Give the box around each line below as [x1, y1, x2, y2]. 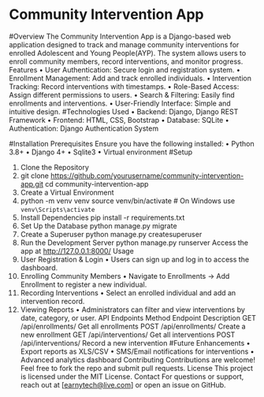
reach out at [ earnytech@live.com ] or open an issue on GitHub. [20, 380, 227, 389]
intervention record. [20, 296, 85, 306]
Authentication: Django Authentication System [9, 124, 159, 133]
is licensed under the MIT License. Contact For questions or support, [20, 372, 244, 381]
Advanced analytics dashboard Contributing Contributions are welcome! [20, 354, 255, 364]
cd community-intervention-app [45, 179, 149, 188]
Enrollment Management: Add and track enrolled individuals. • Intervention [9, 73, 251, 83]
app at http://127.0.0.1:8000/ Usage [20, 246, 135, 255]
